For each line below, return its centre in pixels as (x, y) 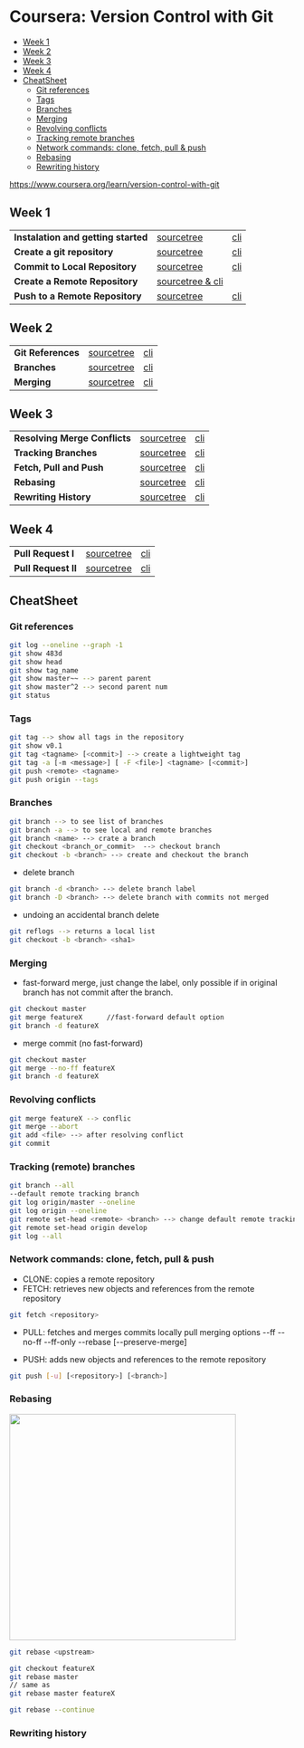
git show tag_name (44, 670)
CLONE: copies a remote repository (89, 1279)
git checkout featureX (52, 1668)
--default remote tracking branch (75, 1194)
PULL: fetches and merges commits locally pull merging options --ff (149, 1332)
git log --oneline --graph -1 (66, 645)
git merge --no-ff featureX (62, 1068)
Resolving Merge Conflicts (72, 438)
